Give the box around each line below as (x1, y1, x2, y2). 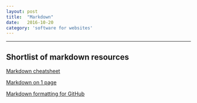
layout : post (6, 8, 38, 15)
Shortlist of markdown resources (6, 52, 130, 62)
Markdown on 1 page (6, 79, 57, 86)
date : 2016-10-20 (6, 19, 54, 25)
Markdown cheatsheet (6, 68, 60, 75)
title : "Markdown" (6, 14, 54, 20)
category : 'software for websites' (6, 25, 93, 31)
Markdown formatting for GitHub (6, 90, 85, 97)
